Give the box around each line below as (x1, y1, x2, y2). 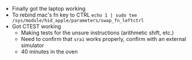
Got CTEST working (11, 23, 61, 30)
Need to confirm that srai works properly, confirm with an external (20, 36, 187, 42)
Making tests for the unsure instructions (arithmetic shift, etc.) (20, 29, 174, 36)
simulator (20, 42, 44, 49)
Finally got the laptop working (11, 5, 86, 12)
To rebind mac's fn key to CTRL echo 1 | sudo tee (11, 11, 137, 18)
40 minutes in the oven (20, 48, 78, 55)
